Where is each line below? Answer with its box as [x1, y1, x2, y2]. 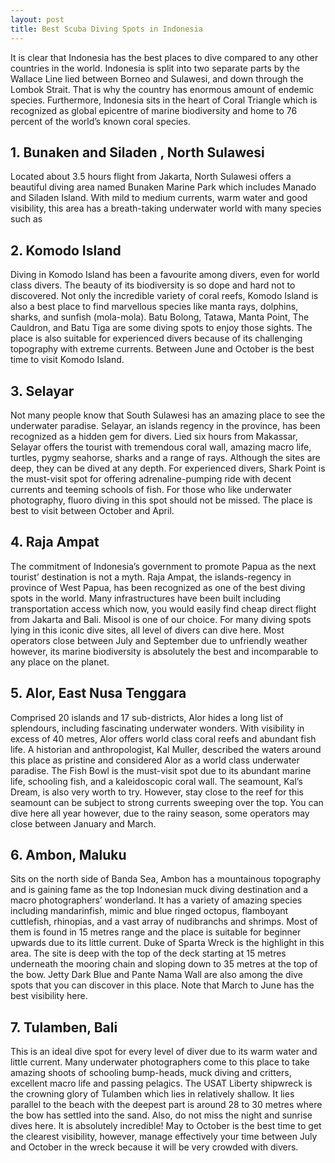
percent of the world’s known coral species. [10, 115, 191, 127]
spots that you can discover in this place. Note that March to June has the [10, 979, 315, 991]
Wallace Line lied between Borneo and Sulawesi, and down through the [10, 72, 304, 85]
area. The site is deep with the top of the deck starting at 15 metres [10, 947, 287, 960]
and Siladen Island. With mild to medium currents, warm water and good [10, 192, 308, 204]
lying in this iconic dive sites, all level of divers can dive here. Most [10, 624, 285, 636]
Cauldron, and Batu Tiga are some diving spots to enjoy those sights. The [10, 322, 313, 334]
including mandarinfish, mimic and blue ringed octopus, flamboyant [10, 905, 289, 917]
